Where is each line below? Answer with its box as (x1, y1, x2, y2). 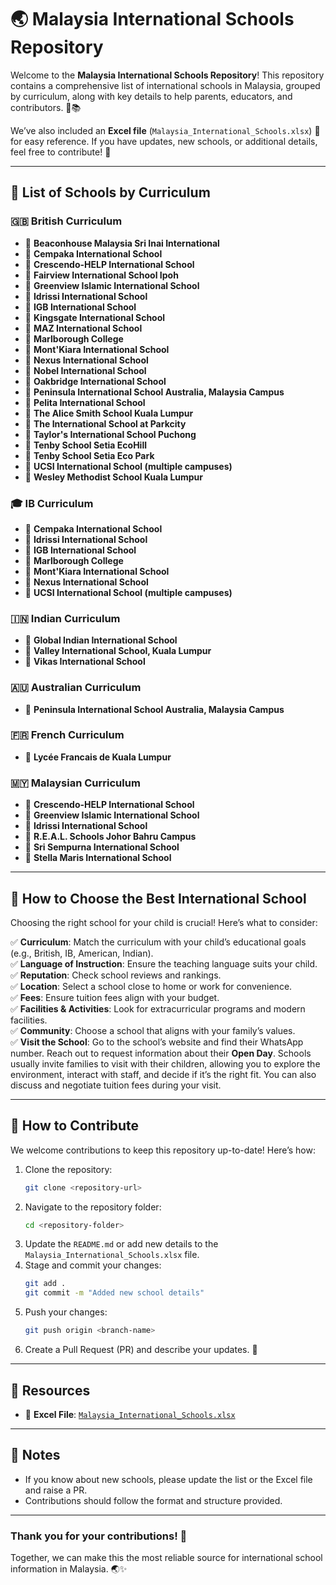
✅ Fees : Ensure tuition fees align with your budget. (10, 991, 220, 1003)
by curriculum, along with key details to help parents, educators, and (10, 90, 293, 102)
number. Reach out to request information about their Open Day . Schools (10, 1047, 312, 1059)
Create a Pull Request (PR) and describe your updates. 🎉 (24, 1344, 258, 1356)
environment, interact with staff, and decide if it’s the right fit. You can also (10, 1068, 317, 1080)
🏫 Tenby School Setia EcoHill (24, 439, 147, 451)
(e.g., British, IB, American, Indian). (10, 947, 154, 959)
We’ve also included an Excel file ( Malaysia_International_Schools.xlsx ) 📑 (10, 124, 321, 136)
